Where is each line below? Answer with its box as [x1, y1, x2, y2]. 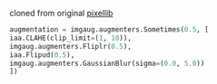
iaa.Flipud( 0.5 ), [9, 50, 75, 60]
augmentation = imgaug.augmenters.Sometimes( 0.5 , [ [9, 25, 209, 34]
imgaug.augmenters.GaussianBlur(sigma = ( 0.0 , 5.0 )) [9, 59, 205, 68]
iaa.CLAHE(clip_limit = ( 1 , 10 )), [9, 33, 132, 42]
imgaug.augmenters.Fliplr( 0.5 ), [9, 42, 132, 51]
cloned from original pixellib [9, 8, 113, 18]
